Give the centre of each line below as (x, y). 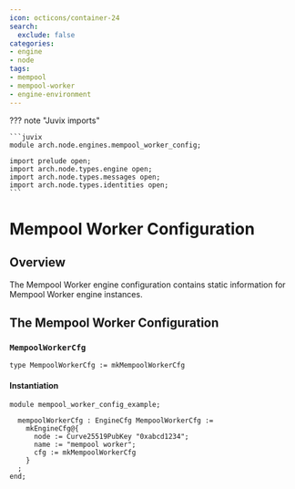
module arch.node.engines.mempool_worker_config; (106, 145)
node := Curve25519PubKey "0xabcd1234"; (111, 437)
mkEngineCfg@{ (52, 429)
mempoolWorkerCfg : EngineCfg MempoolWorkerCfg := (116, 421)
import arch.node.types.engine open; (81, 169)
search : (24, 26)
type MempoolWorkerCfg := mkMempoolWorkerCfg (97, 366)
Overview (38, 262)
